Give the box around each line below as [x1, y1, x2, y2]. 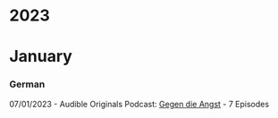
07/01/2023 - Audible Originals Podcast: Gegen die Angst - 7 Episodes [9, 98, 270, 109]
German [9, 78, 46, 90]
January [9, 46, 73, 67]
